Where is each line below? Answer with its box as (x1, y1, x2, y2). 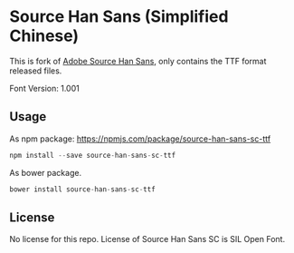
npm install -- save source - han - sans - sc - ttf (9, 151, 176, 160)
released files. (9, 65, 62, 76)
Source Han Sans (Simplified (9, 6, 229, 27)
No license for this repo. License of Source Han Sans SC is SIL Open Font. (9, 234, 286, 245)
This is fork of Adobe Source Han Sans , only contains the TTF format (9, 55, 267, 66)
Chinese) (9, 25, 80, 46)
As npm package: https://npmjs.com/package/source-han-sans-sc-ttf (9, 133, 271, 144)
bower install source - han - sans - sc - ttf (9, 184, 156, 194)
